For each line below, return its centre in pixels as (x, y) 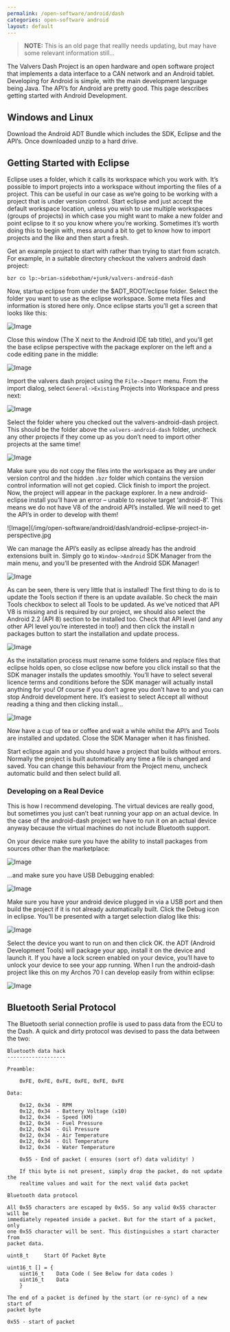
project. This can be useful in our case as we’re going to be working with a (113, 194)
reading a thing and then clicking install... (65, 704)
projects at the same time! (44, 444)
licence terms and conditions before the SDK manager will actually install (111, 682)
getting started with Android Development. (67, 96)
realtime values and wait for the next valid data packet (104, 1183)
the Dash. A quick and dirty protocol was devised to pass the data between (113, 1031)
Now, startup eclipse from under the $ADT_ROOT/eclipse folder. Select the (113, 291)
